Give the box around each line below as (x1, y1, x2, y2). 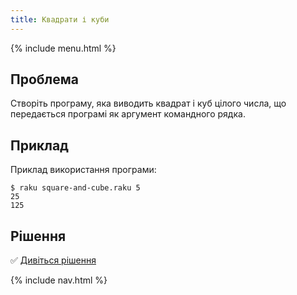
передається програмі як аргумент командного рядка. (10, 108, 246, 120)
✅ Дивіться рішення (10, 254, 97, 266)
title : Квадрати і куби (10, 14, 110, 25)
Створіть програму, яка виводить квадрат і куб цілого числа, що (10, 97, 287, 110)
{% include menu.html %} (10, 42, 117, 54)
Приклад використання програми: (10, 164, 157, 176)
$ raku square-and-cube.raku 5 (10, 183, 141, 193)
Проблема (10, 71, 80, 88)
